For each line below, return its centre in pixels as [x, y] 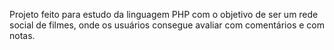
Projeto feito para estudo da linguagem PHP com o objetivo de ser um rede [164, 14]
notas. [22, 35]
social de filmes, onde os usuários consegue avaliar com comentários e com [167, 25]
